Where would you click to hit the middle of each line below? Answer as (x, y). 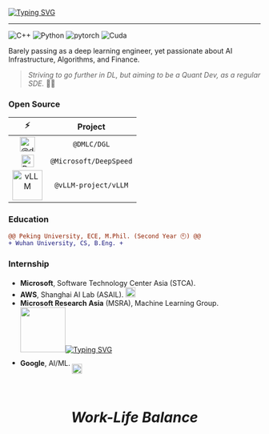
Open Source (34, 104)
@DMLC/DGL (92, 145)
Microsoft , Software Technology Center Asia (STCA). (108, 283)
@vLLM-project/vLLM (92, 185)
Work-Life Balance (134, 417)
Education (29, 219)
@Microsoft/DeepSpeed (92, 161)
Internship (29, 264)
